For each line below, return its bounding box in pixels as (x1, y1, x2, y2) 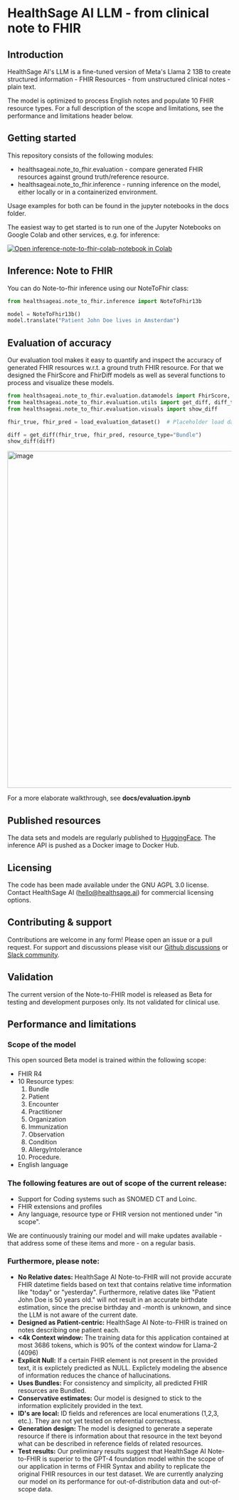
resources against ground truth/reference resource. (17, 173, 169, 181)
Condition (28, 1138, 58, 1146)
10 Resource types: (17, 1077, 75, 1086)
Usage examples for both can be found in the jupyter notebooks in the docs (7, 201, 229, 210)
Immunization (28, 1123, 69, 1131)
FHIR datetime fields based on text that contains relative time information (17, 1280, 232, 1288)
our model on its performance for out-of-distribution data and (17, 1477, 198, 1486)
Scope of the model (7, 1039, 77, 1049)
